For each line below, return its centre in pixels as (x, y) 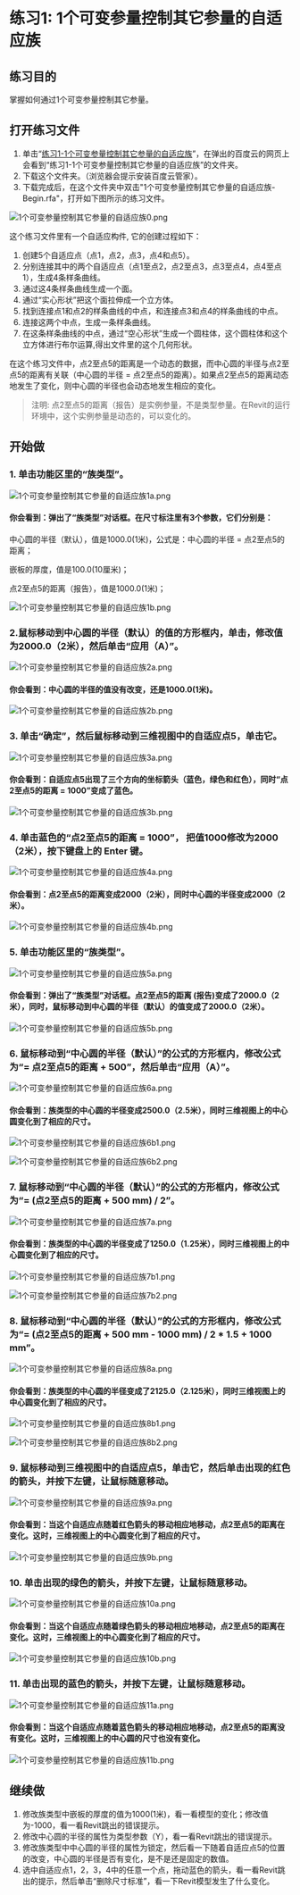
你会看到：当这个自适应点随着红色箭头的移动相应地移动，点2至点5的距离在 (147, 1524)
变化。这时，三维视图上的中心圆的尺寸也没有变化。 (111, 1739)
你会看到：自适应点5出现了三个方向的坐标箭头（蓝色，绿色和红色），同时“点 (149, 780)
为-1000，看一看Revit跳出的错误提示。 (93, 1825)
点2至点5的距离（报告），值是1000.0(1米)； (88, 588)
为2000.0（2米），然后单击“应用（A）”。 (96, 646)
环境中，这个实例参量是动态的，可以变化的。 (113, 415)
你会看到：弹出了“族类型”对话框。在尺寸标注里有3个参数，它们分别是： (142, 518)
